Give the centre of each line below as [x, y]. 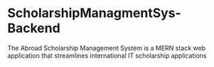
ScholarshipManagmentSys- [94, 13]
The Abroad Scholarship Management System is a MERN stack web [107, 48]
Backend [34, 28]
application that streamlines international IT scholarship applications [107, 56]
